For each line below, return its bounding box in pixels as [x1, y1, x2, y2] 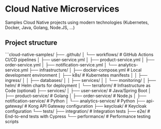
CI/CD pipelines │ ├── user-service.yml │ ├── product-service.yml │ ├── [5, 57, 155, 63]
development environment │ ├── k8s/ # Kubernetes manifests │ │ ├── [5, 72, 147, 78]
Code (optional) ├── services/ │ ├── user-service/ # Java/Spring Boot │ [5, 87, 151, 93]
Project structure [5, 39, 58, 47]
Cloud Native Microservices [5, 3, 119, 15]
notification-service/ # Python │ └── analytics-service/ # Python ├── [5, 98, 146, 104]
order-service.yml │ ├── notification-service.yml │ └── [5, 62, 117, 67]
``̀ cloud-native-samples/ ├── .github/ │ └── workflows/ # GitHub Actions [5, 51, 154, 57]
